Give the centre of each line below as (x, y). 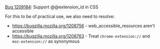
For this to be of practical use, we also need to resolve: (60, 16)
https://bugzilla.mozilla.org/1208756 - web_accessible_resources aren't (83, 26)
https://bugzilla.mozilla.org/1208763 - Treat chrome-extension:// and (81, 36)
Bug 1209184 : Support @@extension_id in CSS (52, 7)
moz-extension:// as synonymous (46, 41)
